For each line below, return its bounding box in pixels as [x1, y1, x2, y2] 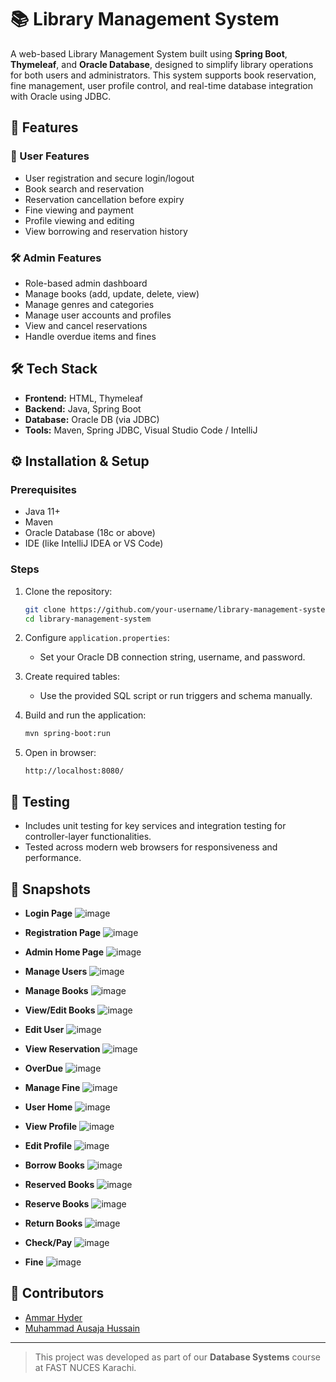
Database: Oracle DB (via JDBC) [24, 413, 160, 425]
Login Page [24, 907, 73, 919]
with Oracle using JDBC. [10, 90, 112, 102]
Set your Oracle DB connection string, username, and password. [39, 651, 306, 663]
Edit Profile [24, 1139, 72, 1151]
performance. [24, 852, 82, 864]
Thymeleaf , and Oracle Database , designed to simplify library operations [10, 58, 314, 70]
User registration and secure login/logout [24, 172, 195, 184]
